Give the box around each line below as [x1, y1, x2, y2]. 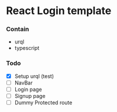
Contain [6, 25, 29, 33]
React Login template [6, 4, 112, 18]
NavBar [14, 79, 33, 86]
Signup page [14, 92, 46, 99]
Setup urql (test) [14, 72, 54, 80]
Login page [14, 86, 42, 93]
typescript [14, 45, 40, 52]
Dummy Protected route [14, 99, 73, 106]
